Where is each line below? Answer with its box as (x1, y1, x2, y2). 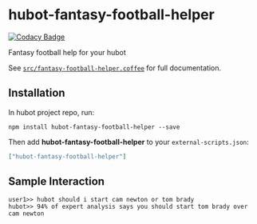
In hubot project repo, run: (8, 107, 95, 117)
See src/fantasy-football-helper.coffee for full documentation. (8, 62, 222, 73)
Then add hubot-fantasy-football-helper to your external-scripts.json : (8, 137, 249, 146)
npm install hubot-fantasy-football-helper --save (8, 122, 180, 131)
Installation (8, 86, 65, 100)
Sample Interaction (8, 174, 105, 189)
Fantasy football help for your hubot (8, 47, 126, 57)
